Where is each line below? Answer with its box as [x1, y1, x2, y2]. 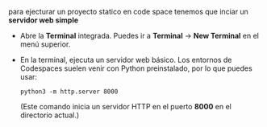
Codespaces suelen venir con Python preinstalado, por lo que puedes [19, 63, 252, 73]
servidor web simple [8, 15, 79, 25]
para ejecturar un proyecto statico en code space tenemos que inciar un [8, 7, 248, 16]
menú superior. [19, 39, 71, 49]
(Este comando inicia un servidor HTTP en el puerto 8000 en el [19, 102, 232, 111]
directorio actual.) [19, 110, 80, 120]
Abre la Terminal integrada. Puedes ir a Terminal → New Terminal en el [19, 31, 260, 40]
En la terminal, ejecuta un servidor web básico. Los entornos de [19, 55, 232, 64]
